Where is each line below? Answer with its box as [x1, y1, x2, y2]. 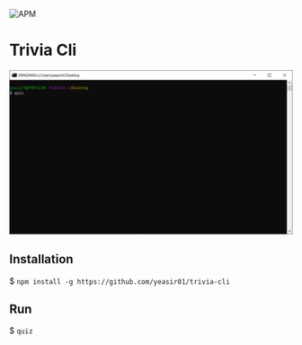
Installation [9, 252, 74, 267]
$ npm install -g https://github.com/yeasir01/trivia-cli [9, 275, 231, 287]
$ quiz [9, 325, 33, 336]
